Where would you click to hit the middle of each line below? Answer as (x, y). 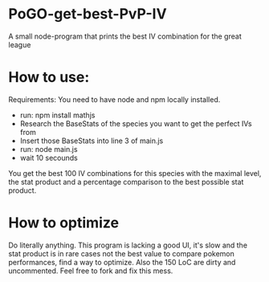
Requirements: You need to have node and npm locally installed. (114, 99)
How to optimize (63, 223)
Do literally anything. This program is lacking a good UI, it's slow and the (128, 245)
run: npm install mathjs (57, 115)
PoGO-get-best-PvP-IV (88, 14)
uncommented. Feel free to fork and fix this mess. (91, 271)
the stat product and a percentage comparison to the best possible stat (126, 182)
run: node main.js (49, 149)
